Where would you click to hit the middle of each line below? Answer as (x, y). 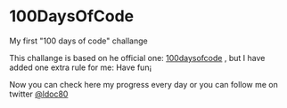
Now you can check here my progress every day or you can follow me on (144, 84)
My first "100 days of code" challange (79, 41)
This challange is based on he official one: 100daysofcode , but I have (137, 58)
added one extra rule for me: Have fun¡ (81, 67)
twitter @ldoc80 (39, 94)
